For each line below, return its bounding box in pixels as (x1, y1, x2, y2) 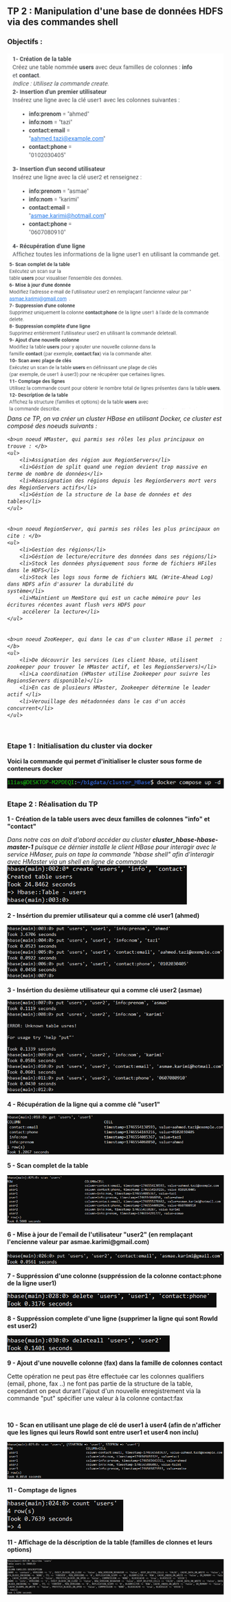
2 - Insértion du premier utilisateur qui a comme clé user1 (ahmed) (7, 912, 200, 920)
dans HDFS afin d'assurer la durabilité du (7, 581, 134, 588)
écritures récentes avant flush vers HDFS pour (7, 601, 146, 609)
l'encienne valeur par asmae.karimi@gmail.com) (7, 1238, 150, 1246)
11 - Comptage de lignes (7, 1486, 77, 1494)
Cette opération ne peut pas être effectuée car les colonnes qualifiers (7, 1372, 205, 1380)
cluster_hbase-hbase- (152, 836, 219, 844)
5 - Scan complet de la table (7, 1161, 89, 1170)
